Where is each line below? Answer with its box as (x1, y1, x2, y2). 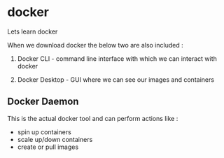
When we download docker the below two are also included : (7, 41, 183, 49)
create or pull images (17, 143, 79, 151)
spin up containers (17, 127, 71, 136)
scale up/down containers (17, 135, 93, 143)
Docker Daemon (7, 96, 79, 108)
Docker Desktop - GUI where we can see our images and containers (17, 75, 215, 84)
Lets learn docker (7, 27, 58, 36)
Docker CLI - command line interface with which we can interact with (17, 54, 217, 63)
